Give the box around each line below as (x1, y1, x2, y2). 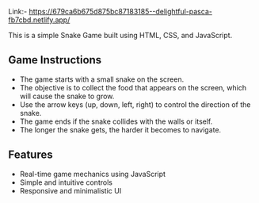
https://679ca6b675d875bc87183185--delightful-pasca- (29, 7, 212, 16)
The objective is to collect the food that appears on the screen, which (19, 82, 247, 92)
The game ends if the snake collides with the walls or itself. (19, 117, 213, 126)
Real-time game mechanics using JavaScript (19, 169, 166, 178)
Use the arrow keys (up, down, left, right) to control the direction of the (19, 99, 251, 109)
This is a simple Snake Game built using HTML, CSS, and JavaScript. (8, 31, 233, 40)
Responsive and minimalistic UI (19, 186, 122, 195)
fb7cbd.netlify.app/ (8, 15, 70, 25)
